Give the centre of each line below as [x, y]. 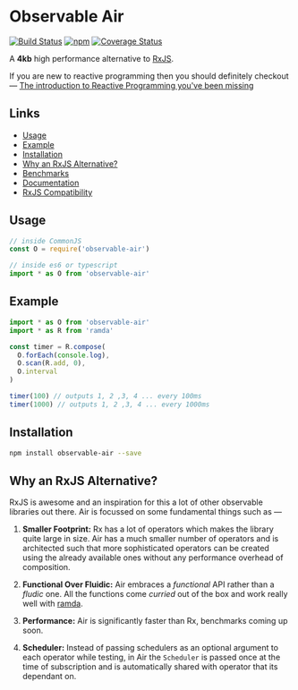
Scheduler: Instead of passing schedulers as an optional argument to [150, 648]
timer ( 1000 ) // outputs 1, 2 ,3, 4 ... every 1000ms [110, 405]
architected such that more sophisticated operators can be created [146, 549]
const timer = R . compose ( [57, 346]
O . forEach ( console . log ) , [64, 355]
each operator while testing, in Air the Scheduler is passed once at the [151, 657]
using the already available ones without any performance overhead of [153, 558]
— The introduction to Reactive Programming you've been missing [132, 85]
